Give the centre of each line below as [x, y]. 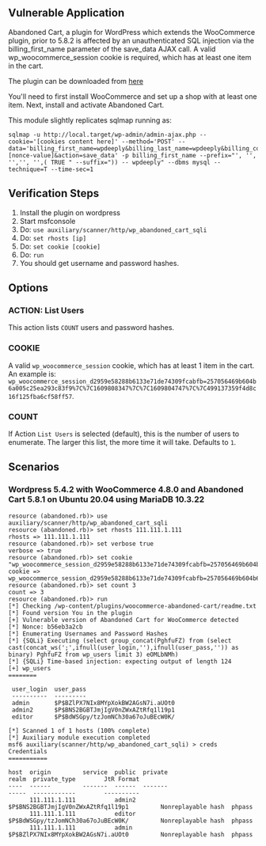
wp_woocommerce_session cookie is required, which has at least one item [130, 57]
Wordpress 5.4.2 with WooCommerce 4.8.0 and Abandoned [126, 490]
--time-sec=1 [72, 169]
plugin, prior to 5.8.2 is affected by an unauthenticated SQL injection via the [131, 40]
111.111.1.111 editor [82, 814]
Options [28, 288]
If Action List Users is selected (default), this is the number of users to [124, 434]
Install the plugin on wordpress [70, 212]
